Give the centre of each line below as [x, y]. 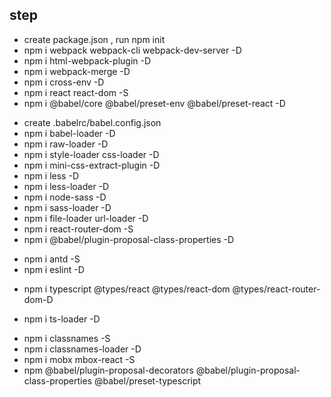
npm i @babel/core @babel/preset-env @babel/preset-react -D [154, 103]
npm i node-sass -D [65, 197]
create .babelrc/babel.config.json [92, 122]
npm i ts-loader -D [62, 319]
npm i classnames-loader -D [82, 349]
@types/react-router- [276, 289]
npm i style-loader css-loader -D [91, 154]
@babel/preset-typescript [147, 380]
